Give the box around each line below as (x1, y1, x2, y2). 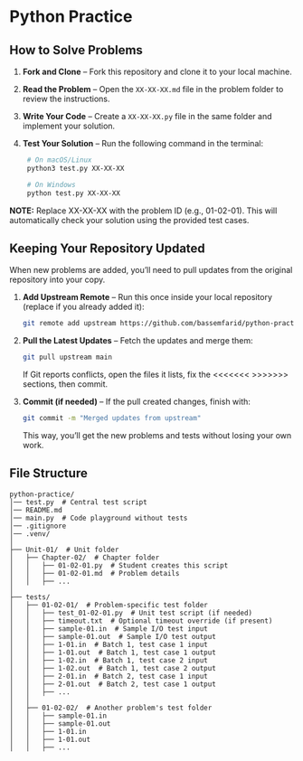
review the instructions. (22, 93, 110, 104)
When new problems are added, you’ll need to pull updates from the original (9, 265, 293, 276)
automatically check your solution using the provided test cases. (9, 214, 250, 225)
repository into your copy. (9, 274, 106, 286)
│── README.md (9, 505, 63, 514)
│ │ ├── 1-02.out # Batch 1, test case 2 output (9, 663, 217, 672)
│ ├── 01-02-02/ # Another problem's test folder (9, 703, 213, 712)
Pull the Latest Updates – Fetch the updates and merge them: (22, 335, 253, 346)
